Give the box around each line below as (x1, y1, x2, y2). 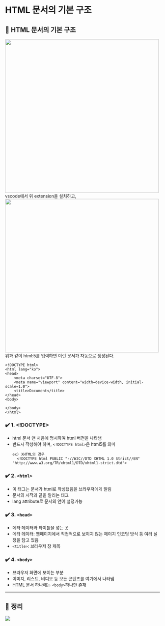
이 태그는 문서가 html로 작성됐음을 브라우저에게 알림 (12, 486, 112, 492)
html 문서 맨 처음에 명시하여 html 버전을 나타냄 (12, 435, 102, 441)
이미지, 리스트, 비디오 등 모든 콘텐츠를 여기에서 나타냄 (12, 576, 114, 582)
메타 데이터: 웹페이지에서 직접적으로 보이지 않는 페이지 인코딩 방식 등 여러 (12, 531, 153, 537)
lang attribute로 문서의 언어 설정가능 (12, 498, 82, 504)
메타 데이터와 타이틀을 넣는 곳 (12, 524, 69, 531)
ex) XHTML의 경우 (12, 452, 45, 457)
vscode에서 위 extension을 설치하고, (5, 193, 77, 199)
